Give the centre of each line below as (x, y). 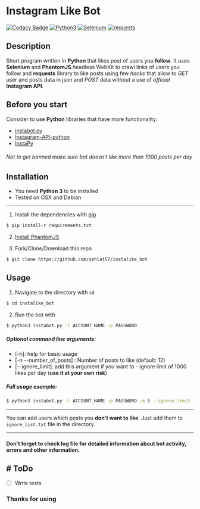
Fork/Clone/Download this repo (53, 249)
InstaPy (24, 143)
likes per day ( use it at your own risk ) (61, 373)
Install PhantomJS (37, 237)
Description (28, 46)
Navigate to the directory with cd (55, 292)
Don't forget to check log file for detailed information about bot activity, (96, 443)
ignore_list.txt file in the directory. (51, 424)
